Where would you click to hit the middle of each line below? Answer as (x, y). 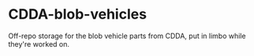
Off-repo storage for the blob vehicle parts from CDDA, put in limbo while (127, 36)
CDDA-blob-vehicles (78, 14)
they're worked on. (39, 44)
